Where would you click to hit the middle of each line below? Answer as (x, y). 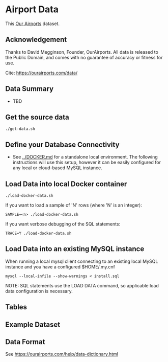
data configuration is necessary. (39, 291)
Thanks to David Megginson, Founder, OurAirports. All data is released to (82, 52)
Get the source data (37, 117)
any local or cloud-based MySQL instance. (58, 168)
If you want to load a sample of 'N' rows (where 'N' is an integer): (74, 205)
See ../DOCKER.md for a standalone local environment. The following (85, 157)
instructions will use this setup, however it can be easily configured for (87, 163)
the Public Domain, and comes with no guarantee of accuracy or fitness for (84, 57)
